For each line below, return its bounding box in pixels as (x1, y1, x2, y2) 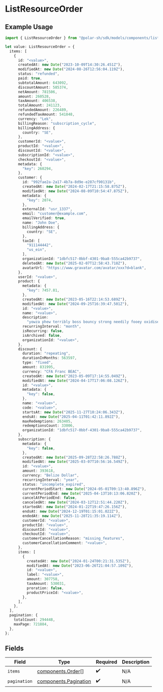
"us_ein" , (26, 247, 47, 252)
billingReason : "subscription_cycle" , (17, 121, 97, 126)
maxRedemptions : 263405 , (22, 419, 73, 424)
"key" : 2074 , (26, 198, 53, 202)
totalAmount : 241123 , (17, 103, 62, 108)
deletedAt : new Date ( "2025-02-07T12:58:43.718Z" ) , (22, 261, 127, 265)
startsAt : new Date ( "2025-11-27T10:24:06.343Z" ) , (22, 410, 125, 414)
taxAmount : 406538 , (17, 99, 57, 103)
